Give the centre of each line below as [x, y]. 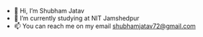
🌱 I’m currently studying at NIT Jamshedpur [76, 18]
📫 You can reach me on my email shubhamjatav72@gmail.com [105, 26]
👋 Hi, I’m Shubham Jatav [49, 11]
